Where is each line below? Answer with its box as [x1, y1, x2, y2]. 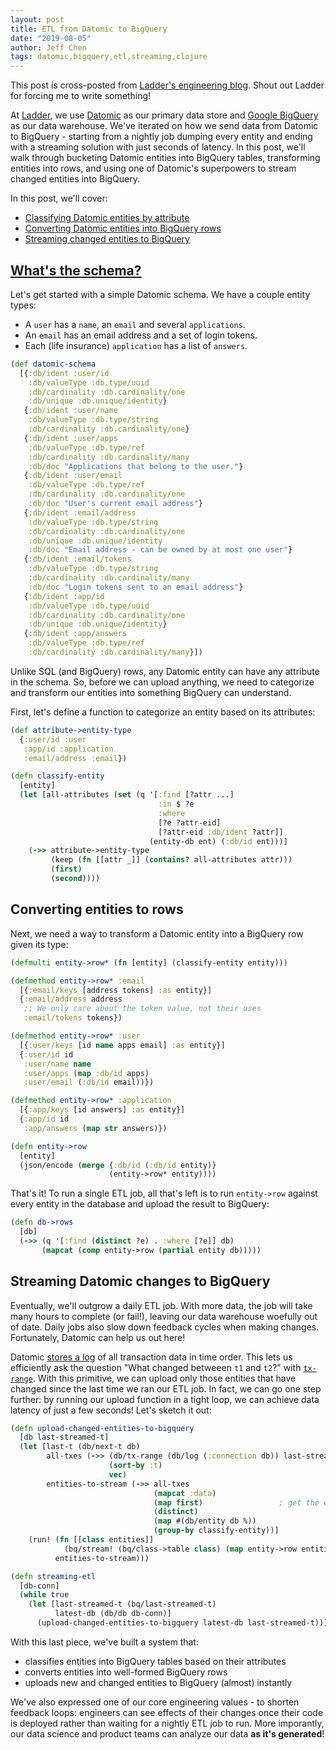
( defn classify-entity [10, 771, 105, 781]
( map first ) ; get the [153, 1497, 320, 1508]
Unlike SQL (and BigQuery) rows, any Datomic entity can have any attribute [10, 665, 320, 677]
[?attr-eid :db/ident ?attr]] [158, 827, 284, 837]
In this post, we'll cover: [10, 192, 108, 205]
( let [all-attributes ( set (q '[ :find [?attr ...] [19, 790, 235, 800]
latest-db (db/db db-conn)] [54, 1609, 172, 1619]
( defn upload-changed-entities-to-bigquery [10, 1423, 195, 1433]
